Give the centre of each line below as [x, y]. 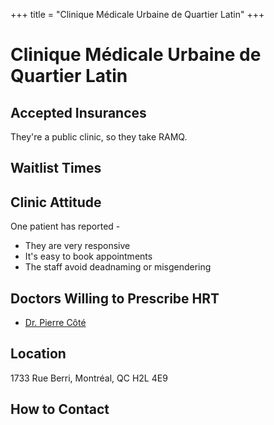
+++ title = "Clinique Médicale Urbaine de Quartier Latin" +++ [137, 14]
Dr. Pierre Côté [55, 323]
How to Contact [60, 409]
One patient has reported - [65, 226]
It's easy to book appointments [88, 256]
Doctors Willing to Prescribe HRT [115, 298]
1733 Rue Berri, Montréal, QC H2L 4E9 [89, 378]
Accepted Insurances [78, 112]
